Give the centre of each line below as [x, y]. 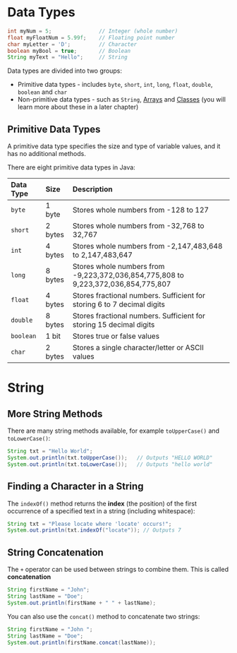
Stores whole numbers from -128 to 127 [141, 210]
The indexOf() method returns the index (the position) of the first [102, 503]
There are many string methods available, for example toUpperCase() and [114, 431]
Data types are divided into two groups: [65, 71]
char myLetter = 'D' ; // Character [72, 44]
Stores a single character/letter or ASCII [139, 348]
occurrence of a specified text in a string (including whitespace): [101, 511]
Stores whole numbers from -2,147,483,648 [148, 246]
